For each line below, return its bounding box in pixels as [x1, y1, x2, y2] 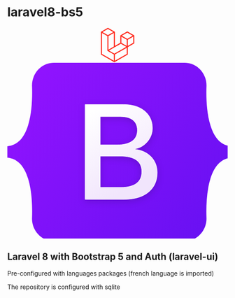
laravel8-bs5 [7, 4, 84, 20]
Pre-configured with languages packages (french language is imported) [7, 269, 215, 278]
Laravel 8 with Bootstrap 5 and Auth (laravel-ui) [7, 250, 219, 262]
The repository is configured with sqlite [7, 283, 121, 291]
